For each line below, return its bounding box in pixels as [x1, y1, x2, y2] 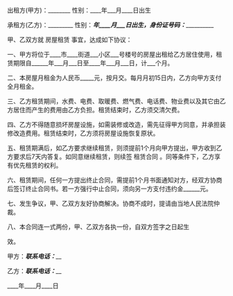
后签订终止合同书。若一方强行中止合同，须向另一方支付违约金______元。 [7, 184, 213, 193]
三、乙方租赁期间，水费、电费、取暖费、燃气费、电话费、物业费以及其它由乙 [7, 97, 226, 105]
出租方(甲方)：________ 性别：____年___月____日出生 [7, 6, 151, 14]
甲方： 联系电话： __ [7, 252, 62, 260]
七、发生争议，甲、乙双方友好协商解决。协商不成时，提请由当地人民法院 [7, 200, 214, 207]
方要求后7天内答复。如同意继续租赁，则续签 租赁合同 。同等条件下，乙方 [7, 153, 215, 161]
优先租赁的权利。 [12, 162, 62, 169]
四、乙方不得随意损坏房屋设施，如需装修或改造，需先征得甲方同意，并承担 [7, 121, 220, 128]
